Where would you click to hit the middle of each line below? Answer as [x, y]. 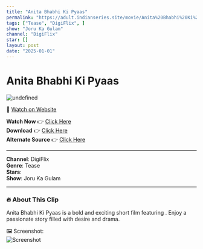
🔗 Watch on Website [31, 109]
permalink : [20, 17]
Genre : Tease [23, 165]
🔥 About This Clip [33, 200]
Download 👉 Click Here [37, 130]
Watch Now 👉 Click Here [39, 121]
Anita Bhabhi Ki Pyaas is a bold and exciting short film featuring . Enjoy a [96, 212]
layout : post [23, 46]
